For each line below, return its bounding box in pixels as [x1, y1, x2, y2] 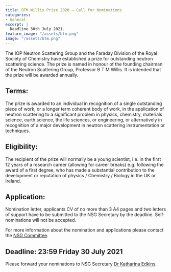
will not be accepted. [32, 217, 77, 223]
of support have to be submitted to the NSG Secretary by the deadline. [5, 212, 154, 218]
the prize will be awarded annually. [5, 72, 79, 78]
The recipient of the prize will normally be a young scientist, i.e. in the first [5, 156, 161, 162]
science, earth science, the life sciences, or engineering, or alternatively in [5, 116, 162, 123]
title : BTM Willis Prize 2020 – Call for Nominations [5, 7, 123, 13]
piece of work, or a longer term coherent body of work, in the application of [5, 106, 164, 112]
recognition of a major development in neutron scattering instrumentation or [5, 122, 165, 128]
